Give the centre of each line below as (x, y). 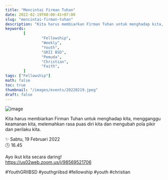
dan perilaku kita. (23, 129)
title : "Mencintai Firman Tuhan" (40, 10)
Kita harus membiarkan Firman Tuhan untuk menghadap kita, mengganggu (83, 119)
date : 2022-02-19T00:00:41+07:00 (40, 15)
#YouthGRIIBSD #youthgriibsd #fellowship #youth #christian (68, 172)
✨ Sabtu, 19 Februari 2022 (33, 139)
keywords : (16, 29)
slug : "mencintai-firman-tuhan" (39, 19)
